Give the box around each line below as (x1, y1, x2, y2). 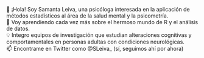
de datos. (6, 25, 30, 32)
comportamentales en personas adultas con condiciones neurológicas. (6, 38, 185, 45)
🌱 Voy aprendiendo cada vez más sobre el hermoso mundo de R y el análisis (6, 19, 199, 25)
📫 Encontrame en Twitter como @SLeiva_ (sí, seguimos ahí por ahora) (6, 45, 184, 52)
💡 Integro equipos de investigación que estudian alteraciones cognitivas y (6, 31, 192, 39)
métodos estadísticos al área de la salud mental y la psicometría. (6, 12, 169, 19)
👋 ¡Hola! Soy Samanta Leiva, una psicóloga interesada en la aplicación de (6, 6, 190, 13)
